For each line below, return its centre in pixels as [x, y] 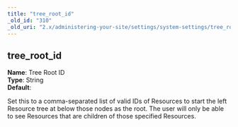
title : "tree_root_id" [41, 14]
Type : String [25, 80]
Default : [19, 87]
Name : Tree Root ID [36, 73]
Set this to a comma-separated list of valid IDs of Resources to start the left [117, 101]
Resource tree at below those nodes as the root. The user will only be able [116, 109]
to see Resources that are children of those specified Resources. [102, 116]
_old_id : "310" [30, 20]
